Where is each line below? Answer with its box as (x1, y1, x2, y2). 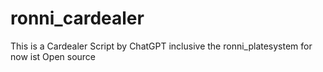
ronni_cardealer (10, 7, 145, 30)
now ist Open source (10, 50, 97, 62)
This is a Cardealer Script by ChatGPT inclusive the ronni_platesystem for (10, 40, 313, 52)
